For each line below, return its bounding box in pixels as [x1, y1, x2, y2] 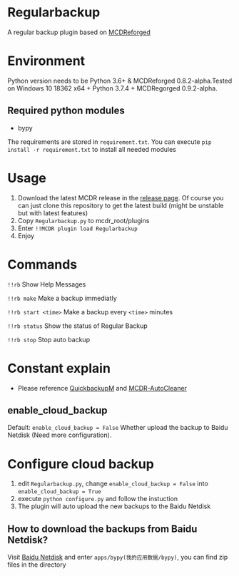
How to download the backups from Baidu [7, 523, 198, 535]
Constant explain [7, 360, 111, 376]
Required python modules [7, 105, 125, 117]
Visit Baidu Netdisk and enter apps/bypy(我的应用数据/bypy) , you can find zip [7, 553, 228, 562]
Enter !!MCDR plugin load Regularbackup [17, 224, 138, 232]
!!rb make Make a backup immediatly [7, 294, 118, 302]
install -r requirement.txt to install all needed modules [7, 145, 177, 153]
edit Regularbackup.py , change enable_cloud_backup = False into [17, 479, 208, 488]
